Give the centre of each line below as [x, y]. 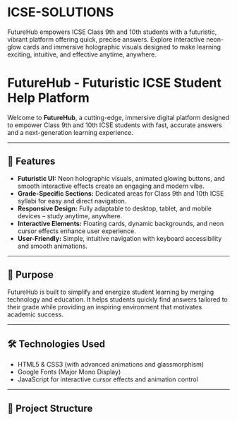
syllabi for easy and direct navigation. [72, 201]
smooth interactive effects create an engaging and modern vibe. [111, 186]
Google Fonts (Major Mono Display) [69, 372]
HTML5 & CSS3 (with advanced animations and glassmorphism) [111, 364]
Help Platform [48, 98]
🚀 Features [31, 161]
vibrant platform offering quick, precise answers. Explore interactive [106, 39]
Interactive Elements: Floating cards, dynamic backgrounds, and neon [121, 223]
